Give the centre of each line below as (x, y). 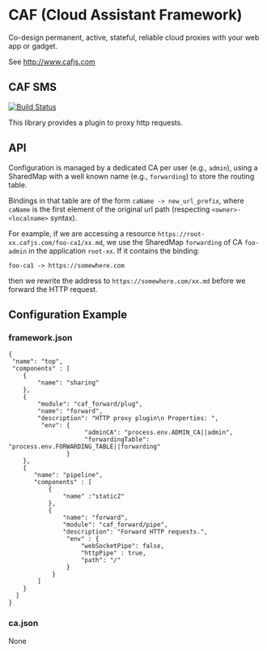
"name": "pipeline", (68, 475)
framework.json (40, 337)
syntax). (64, 217)
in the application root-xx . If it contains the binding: (114, 251)
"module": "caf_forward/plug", (90, 404)
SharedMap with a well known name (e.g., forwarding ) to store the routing (131, 176)
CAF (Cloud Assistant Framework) (125, 15)
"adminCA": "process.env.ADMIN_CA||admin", (159, 433)
